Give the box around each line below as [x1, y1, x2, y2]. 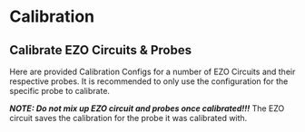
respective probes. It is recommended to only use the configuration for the [9, 76, 289, 87]
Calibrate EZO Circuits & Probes [9, 42, 192, 58]
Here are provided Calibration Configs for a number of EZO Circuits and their [9, 66, 296, 77]
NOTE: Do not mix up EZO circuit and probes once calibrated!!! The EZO [9, 103, 285, 114]
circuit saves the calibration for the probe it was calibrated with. [9, 113, 248, 123]
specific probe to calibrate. [9, 86, 111, 96]
